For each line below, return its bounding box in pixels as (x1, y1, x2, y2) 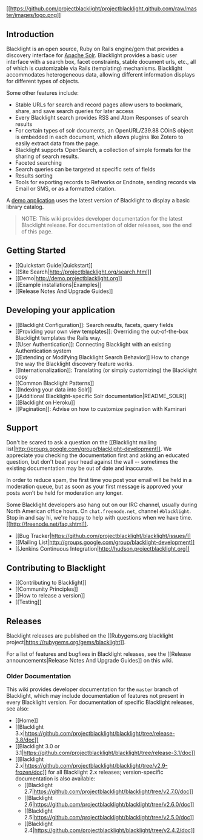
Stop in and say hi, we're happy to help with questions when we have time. (6, 514, 193, 522)
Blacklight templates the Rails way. (15, 334, 102, 342)
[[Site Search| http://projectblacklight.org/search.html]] (15, 268, 151, 275)
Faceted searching (15, 159, 62, 166)
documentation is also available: (15, 775, 96, 782)
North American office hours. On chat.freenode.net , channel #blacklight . (6, 508, 191, 515)
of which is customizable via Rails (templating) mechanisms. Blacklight (6, 64, 183, 72)
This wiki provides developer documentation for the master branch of (6, 686, 179, 693)
